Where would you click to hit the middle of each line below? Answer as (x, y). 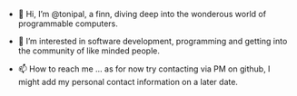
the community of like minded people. (89, 51)
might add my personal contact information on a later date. (128, 82)
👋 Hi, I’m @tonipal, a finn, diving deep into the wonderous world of (142, 14)
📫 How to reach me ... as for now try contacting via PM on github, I (144, 69)
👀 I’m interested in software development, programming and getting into (153, 41)
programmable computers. (68, 24)
